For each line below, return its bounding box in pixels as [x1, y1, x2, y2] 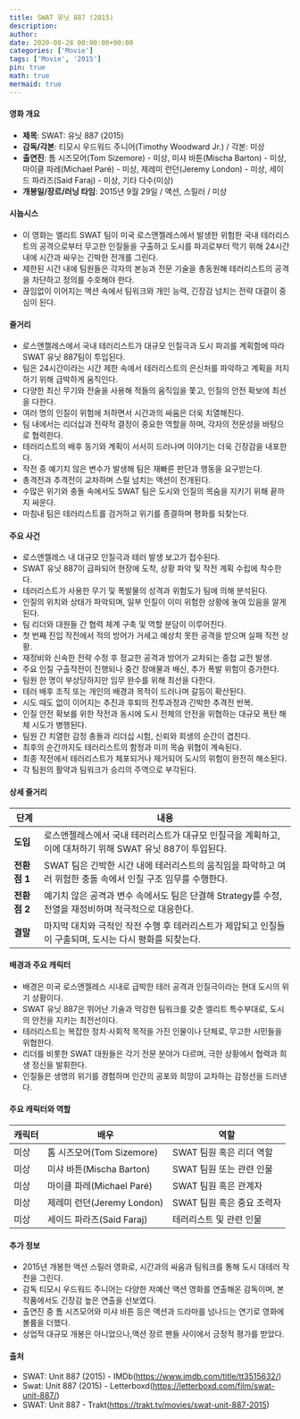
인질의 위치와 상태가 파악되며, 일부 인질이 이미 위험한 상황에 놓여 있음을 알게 [21, 597, 287, 608]
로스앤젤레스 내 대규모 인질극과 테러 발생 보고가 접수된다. [21, 552, 221, 563]
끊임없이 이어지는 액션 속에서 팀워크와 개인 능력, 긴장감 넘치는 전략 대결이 [21, 285, 278, 296]
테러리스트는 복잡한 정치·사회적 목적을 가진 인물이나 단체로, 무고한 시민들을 [21, 1025, 283, 1036]
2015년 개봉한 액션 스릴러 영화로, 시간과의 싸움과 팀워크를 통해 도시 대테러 [21, 1262, 280, 1272]
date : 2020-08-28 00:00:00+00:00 [9, 38, 134, 47]
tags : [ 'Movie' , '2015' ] [9, 55, 102, 64]
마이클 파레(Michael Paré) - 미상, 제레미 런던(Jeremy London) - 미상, [21, 163, 268, 174]
